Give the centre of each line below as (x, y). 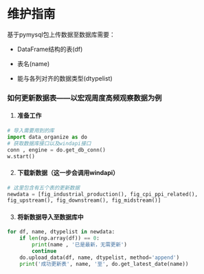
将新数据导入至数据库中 (50, 217)
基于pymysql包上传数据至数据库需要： (61, 34)
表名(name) (33, 63)
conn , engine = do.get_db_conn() (57, 150)
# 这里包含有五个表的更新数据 (44, 188)
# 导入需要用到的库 (31, 131)
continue (44, 251)
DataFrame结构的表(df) (50, 49)
